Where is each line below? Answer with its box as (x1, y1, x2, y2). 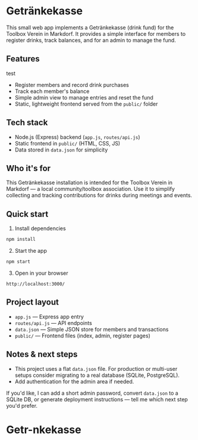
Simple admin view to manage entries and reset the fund (14, 94, 153, 101)
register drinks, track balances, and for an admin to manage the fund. (6, 36, 177, 44)
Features (6, 54, 40, 64)
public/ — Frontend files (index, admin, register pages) (14, 332, 150, 339)
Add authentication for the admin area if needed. (14, 377, 134, 385)
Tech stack (6, 117, 48, 128)
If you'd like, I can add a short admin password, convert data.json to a (6, 389, 178, 396)
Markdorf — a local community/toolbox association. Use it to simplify (6, 185, 175, 193)
